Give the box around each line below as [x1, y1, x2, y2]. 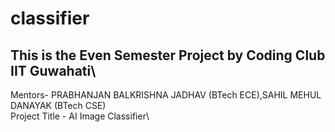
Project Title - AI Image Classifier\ [10, 110, 150, 122]
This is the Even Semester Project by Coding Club [10, 47, 326, 64]
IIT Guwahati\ [10, 62, 97, 79]
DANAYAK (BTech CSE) [10, 100, 107, 111]
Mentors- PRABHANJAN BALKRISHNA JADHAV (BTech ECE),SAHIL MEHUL [10, 89, 322, 101]
